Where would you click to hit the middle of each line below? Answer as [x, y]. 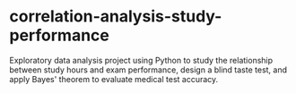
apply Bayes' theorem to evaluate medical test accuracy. [114, 79]
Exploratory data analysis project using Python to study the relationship [141, 60]
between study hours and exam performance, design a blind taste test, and [148, 70]
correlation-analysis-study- [116, 17]
